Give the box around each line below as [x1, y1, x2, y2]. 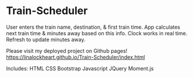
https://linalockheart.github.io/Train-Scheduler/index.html [6, 53, 145, 60]
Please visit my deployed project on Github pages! [6, 47, 128, 54]
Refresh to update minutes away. [6, 36, 86, 43]
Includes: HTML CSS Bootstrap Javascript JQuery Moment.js [6, 65, 154, 72]
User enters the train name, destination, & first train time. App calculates [6, 23, 181, 30]
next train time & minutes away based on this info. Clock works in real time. [6, 29, 188, 36]
